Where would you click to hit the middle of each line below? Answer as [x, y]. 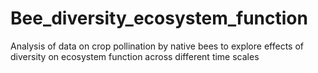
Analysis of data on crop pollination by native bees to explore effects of [157, 46]
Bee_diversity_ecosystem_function [159, 18]
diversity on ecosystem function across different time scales [135, 56]
